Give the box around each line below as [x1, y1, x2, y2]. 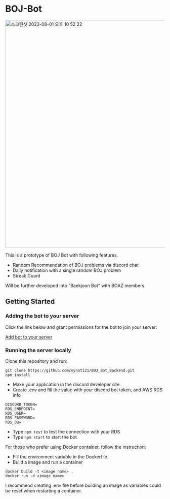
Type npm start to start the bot [12, 434, 77, 440]
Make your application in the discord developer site [12, 381, 120, 387]
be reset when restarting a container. [5, 487, 82, 493]
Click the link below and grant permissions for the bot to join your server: [5, 324, 157, 330]
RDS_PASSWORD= [5, 415, 35, 420]
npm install [5, 372, 30, 378]
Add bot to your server [5, 334, 53, 340]
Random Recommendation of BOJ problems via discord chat [12, 262, 139, 268]
